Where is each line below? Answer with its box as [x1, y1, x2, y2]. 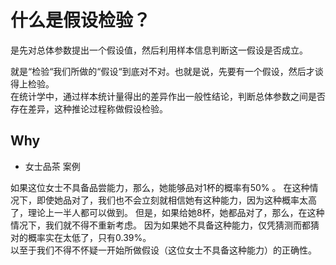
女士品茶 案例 [24, 160, 81, 172]
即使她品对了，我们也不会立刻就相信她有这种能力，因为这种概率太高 [36, 194, 317, 206]
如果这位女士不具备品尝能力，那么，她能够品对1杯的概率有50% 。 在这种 [10, 181, 310, 193]
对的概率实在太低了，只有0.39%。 [10, 231, 152, 243]
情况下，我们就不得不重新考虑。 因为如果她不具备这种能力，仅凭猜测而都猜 [10, 219, 320, 231]
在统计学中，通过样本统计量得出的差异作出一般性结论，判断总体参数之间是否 [10, 90, 326, 102]
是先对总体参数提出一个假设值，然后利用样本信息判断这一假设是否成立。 [10, 44, 308, 56]
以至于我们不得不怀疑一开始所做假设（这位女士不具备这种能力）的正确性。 [10, 244, 317, 256]
